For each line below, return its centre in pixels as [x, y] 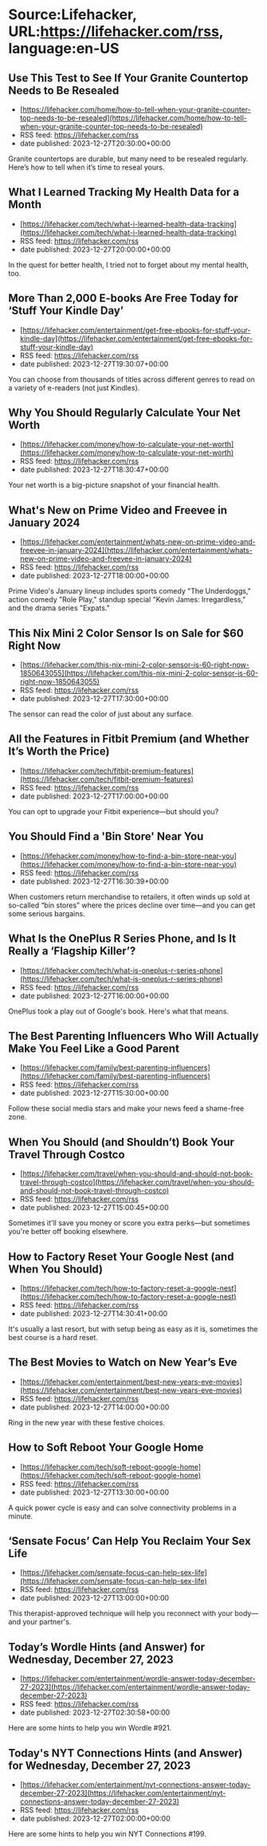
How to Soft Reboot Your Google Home [106, 1448]
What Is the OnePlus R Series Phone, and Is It [122, 939]
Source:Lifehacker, [73, 15]
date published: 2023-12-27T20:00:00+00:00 [95, 249]
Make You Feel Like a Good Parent [94, 1048]
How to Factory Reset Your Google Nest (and [121, 1256]
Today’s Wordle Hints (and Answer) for [107, 1647]
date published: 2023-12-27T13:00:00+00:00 [94, 1598]
